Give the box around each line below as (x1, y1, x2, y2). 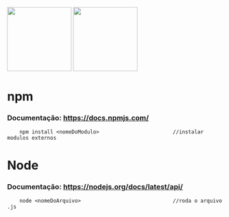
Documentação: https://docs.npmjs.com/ (7, 113, 149, 123)
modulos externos (7, 135, 57, 142)
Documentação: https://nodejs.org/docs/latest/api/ (7, 181, 183, 191)
